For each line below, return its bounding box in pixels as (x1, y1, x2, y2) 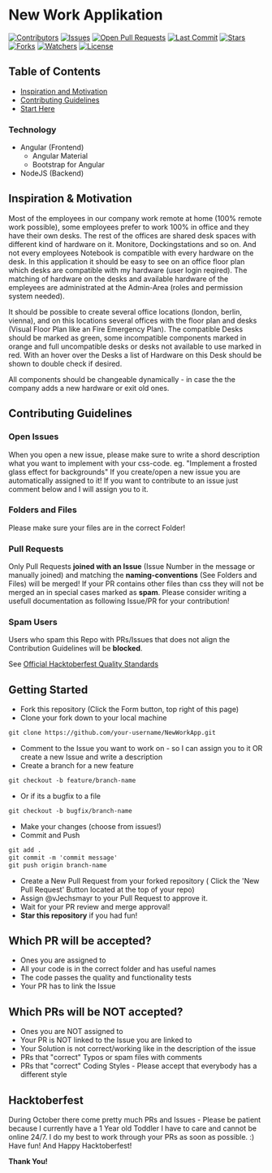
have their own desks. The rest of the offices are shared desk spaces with (8, 230, 257, 241)
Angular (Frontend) (19, 142, 84, 152)
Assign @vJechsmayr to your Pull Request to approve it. (19, 893, 209, 903)
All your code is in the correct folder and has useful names (19, 964, 217, 974)
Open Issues (8, 431, 59, 442)
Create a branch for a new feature (19, 761, 134, 771)
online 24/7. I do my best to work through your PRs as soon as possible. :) (8, 1132, 255, 1141)
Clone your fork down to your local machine (19, 713, 167, 723)
